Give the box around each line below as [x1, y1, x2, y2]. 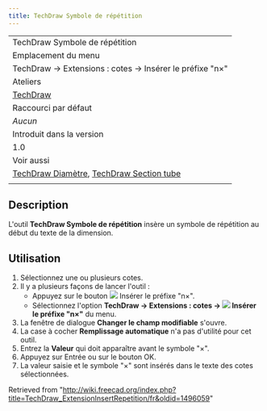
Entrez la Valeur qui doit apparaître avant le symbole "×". [19, 344, 210, 354]
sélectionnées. [19, 369, 69, 380]
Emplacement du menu [12, 49, 100, 61]
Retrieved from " [8, 385, 63, 395]
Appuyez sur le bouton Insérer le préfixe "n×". [31, 291, 195, 301]
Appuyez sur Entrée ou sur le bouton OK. [19, 352, 156, 362]
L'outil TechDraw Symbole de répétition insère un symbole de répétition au [8, 220, 260, 229]
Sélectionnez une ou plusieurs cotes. [19, 273, 144, 283]
